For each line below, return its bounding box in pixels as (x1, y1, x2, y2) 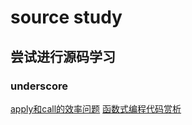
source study (10, 6, 123, 29)
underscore (10, 79, 68, 93)
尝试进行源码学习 (10, 48, 116, 65)
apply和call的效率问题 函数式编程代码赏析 (10, 102, 182, 115)
